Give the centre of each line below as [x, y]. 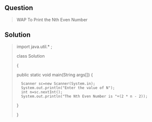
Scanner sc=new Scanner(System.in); [58, 84]
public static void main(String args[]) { [55, 75]
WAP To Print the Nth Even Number [52, 19]
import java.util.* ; [34, 46]
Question [19, 8]
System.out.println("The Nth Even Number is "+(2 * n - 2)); [85, 96]
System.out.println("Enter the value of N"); [68, 88]
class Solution [30, 56]
